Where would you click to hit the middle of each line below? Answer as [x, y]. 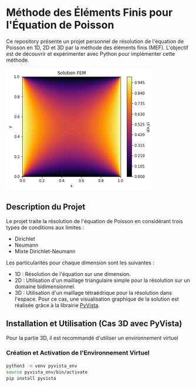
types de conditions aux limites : [45, 227]
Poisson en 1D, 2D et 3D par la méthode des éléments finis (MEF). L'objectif [97, 48]
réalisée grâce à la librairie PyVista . [57, 305]
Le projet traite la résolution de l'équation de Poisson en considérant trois [94, 221]
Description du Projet [46, 207]
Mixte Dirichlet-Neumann [45, 251]
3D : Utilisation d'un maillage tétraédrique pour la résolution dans [93, 292]
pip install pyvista [31, 378]
